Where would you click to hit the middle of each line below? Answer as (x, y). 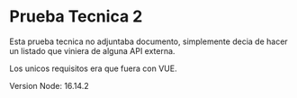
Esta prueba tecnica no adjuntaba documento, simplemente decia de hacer (148, 41)
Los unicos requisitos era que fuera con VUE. (93, 68)
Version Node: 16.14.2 (49, 85)
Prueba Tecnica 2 (76, 17)
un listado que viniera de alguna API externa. (92, 50)
